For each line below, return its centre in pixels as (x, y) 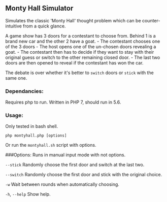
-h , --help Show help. (28, 194)
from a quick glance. (44, 26)
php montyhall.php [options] (36, 136)
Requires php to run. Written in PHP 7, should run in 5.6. (63, 102)
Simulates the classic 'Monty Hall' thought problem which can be (73, 20)
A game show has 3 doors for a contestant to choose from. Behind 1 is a (80, 36)
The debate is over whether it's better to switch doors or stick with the (79, 73)
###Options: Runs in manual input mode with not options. (65, 155)
